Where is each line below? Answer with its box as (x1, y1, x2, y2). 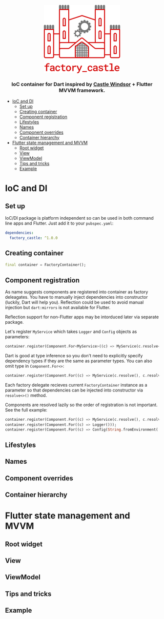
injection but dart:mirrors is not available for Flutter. (5, 304, 111, 310)
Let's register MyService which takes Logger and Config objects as (5, 329, 137, 334)
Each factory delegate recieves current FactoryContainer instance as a (5, 382, 147, 388)
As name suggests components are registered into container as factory (5, 289, 148, 295)
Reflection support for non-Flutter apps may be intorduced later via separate (5, 314, 159, 320)
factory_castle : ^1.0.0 (9, 235, 58, 240)
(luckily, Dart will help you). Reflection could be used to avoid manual (5, 299, 144, 305)
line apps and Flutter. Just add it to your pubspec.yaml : (5, 220, 114, 226)
